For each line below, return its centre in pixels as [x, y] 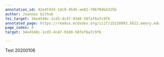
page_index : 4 [20, 28]
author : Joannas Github [29, 14]
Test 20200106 [20, 50]
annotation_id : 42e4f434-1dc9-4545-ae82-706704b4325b [61, 9]
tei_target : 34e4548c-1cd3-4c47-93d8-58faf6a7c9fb [58, 19]
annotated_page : [21, 23]
